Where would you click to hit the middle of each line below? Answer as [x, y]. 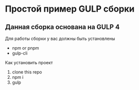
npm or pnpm [26, 48]
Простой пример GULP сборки [70, 9]
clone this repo [27, 72]
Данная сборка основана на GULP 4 [62, 27]
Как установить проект [29, 63]
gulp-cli [20, 53]
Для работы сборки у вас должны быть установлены [60, 38]
